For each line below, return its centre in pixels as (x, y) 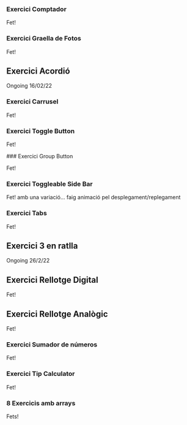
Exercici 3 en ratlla (42, 246)
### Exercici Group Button (40, 156)
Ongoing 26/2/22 (28, 261)
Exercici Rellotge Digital (53, 280)
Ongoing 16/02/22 (29, 86)
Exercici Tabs (27, 213)
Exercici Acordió (38, 71)
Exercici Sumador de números (52, 344)
